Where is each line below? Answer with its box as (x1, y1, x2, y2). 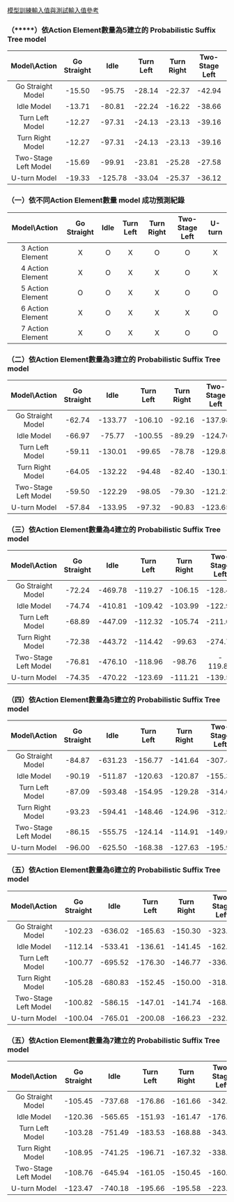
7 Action (20, 323, 49, 333)
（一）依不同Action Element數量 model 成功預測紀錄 (7, 195, 185, 205)
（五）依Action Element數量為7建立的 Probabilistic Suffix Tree (7, 1035, 221, 1045)
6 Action (20, 303, 49, 313)
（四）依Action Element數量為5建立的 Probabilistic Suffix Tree (7, 695, 221, 705)
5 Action (20, 283, 49, 293)
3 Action (20, 243, 49, 253)
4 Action (20, 263, 49, 273)
